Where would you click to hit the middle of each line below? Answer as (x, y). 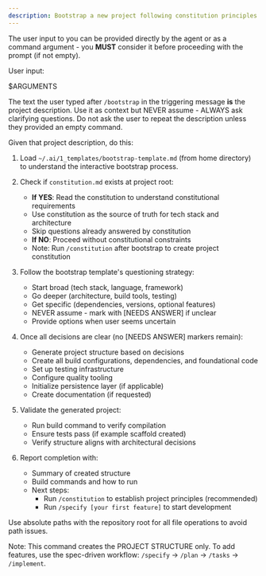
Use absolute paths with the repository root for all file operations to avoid (128, 522)
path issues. (28, 531)
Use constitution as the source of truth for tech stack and (125, 214)
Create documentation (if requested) (92, 394)
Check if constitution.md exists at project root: (96, 182)
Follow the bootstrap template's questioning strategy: (107, 272)
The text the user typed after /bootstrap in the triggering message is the (127, 101)
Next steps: (50, 490)
